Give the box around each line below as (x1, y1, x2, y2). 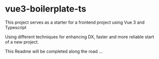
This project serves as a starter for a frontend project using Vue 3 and (5, 19, 145, 25)
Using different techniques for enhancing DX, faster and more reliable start (5, 34, 154, 40)
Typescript (5, 24, 27, 30)
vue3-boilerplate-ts (5, 3, 86, 15)
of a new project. (5, 39, 39, 44)
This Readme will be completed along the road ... (5, 48, 103, 54)
